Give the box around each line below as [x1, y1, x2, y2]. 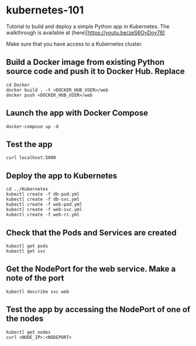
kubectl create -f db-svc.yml [6, 196, 80, 202]
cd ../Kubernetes [6, 186, 49, 192]
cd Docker [6, 82, 30, 88]
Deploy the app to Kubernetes [6, 171, 118, 181]
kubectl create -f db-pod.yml [6, 191, 80, 198]
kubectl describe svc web [6, 289, 69, 295]
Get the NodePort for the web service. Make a [6, 264, 176, 274]
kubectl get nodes [6, 329, 51, 335]
